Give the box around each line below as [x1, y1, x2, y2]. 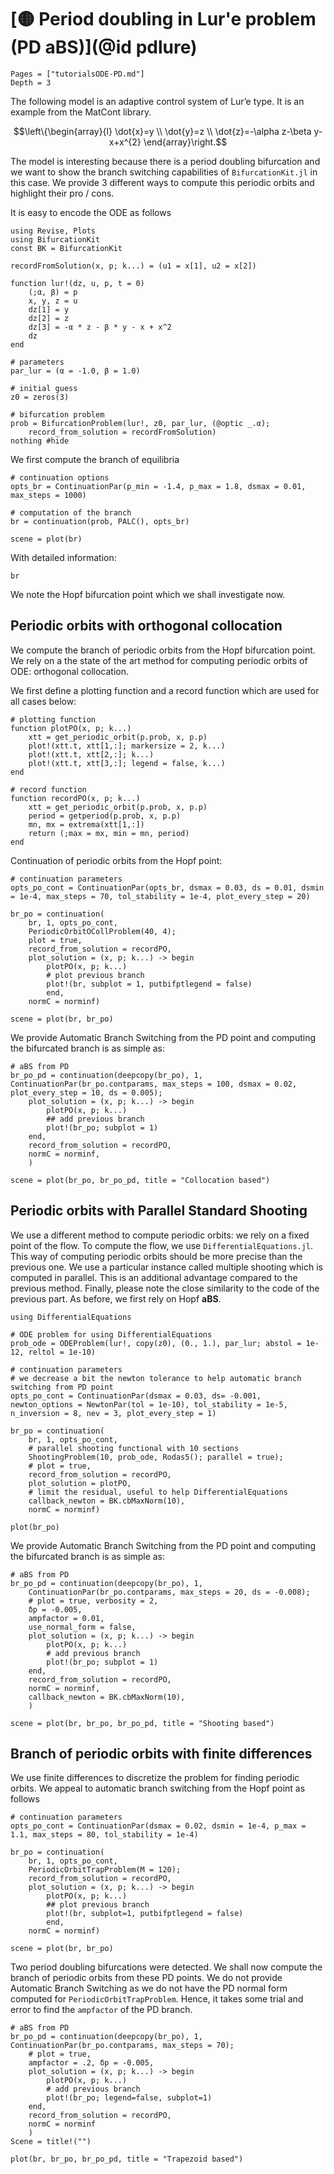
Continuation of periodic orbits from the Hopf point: [10, 854, 223, 866]
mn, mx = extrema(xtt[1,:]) [28, 819, 145, 830]
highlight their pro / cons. [10, 187, 115, 199]
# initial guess [10, 383, 78, 393]
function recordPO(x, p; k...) [10, 793, 141, 803]
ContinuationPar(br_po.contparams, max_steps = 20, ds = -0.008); [28, 1587, 311, 1597]
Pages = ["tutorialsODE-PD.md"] [10, 69, 145, 79]
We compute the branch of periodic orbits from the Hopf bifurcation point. [10, 644, 316, 656]
